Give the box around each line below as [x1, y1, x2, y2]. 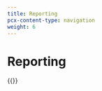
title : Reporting [7, 10, 58, 17]
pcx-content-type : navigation [7, 17, 96, 24]
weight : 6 [7, 23, 36, 30]
